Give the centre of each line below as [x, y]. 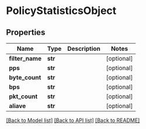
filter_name [25, 58]
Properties [26, 32]
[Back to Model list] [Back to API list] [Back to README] [73, 120]
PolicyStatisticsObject [61, 11]
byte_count [25, 77]
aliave [18, 106]
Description [84, 49]
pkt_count [23, 96]
